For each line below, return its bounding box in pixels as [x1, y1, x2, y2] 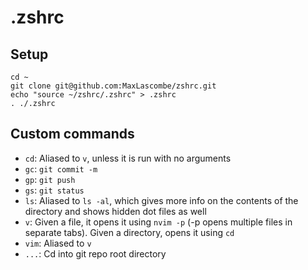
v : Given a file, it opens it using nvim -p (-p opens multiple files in [24, 216, 293, 228]
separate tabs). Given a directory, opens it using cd [24, 226, 235, 238]
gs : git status [24, 184, 85, 196]
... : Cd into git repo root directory [24, 247, 167, 260]
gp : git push [24, 173, 76, 185]
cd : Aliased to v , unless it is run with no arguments [24, 152, 232, 164]
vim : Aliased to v [24, 237, 92, 249]
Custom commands [10, 126, 135, 143]
